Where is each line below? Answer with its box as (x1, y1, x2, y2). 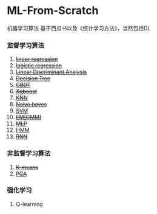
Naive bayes (15, 101, 47, 108)
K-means (15, 164, 39, 171)
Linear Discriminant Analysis (15, 68, 87, 76)
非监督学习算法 (7, 150, 51, 158)
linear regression (15, 55, 58, 63)
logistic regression (15, 62, 62, 69)
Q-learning (15, 200, 43, 207)
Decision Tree (15, 75, 51, 82)
